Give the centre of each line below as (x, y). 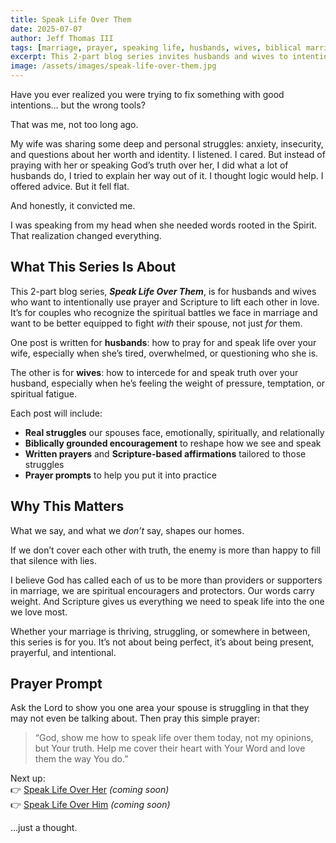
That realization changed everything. (86, 235)
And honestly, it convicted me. (73, 205)
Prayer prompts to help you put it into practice (120, 475)
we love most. (39, 612)
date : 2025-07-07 (46, 29)
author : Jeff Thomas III (62, 38)
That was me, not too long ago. (74, 124)
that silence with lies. (53, 560)
